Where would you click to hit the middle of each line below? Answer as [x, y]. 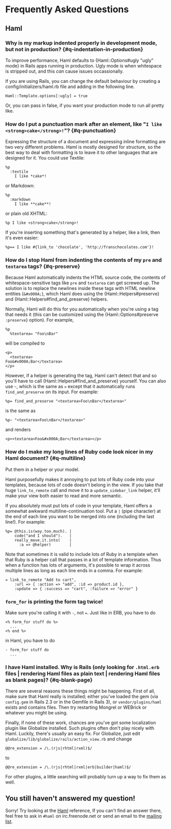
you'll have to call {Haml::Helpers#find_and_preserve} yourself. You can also [86, 381]
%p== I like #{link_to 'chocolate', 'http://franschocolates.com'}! [80, 247]
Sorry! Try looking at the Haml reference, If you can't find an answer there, [84, 811]
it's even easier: [22, 238]
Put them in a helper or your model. [43, 469]
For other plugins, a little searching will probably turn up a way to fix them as [86, 777]
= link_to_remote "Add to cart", [41, 580]
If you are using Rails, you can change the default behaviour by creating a [83, 81]
